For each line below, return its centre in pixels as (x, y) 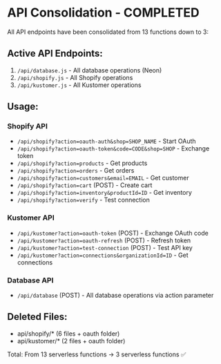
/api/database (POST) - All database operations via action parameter (115, 296)
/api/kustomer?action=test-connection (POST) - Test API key (105, 247)
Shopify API (28, 126)
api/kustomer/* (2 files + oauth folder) (71, 341)
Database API (30, 280)
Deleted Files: (37, 317)
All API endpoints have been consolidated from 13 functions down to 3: (108, 32)
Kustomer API (31, 218)
